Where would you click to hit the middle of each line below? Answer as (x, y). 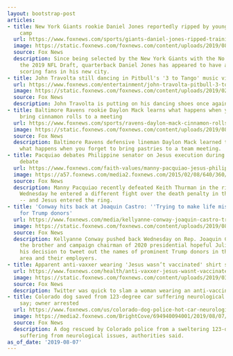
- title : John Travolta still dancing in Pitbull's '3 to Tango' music (113, 78)
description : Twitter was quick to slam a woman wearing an (102, 291)
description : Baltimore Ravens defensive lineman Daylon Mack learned (118, 143)
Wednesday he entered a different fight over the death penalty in (119, 194)
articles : (21, 20)
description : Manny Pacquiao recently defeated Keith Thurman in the (116, 188)
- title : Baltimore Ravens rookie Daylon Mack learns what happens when (114, 110)
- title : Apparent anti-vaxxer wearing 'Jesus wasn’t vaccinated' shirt (114, 265)
